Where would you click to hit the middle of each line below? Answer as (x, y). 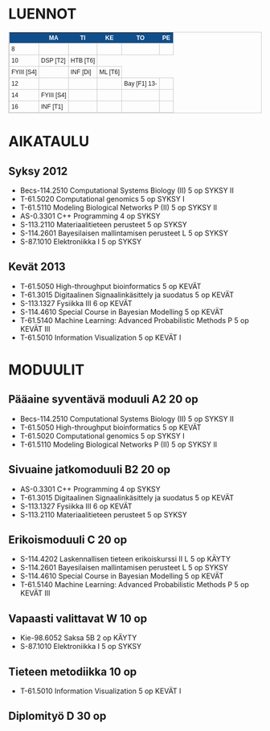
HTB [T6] (83, 60)
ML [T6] (110, 72)
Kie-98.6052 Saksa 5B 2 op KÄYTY (78, 638)
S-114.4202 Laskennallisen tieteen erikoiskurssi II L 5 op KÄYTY (125, 559)
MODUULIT (47, 370)
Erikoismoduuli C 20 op (67, 539)
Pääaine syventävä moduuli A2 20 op (103, 400)
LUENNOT (43, 14)
